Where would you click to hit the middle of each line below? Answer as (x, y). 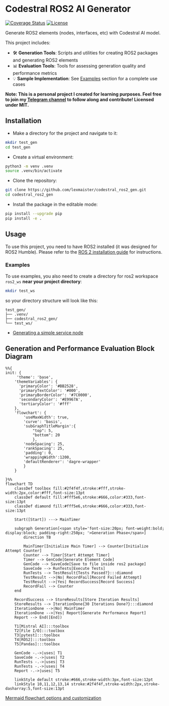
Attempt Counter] (24, 550)
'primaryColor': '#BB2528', (48, 386)
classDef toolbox (33, 488)
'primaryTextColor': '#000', (49, 390)
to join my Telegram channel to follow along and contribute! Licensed (80, 99)
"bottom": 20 (46, 435)
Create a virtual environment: (43, 157)
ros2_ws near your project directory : (44, 281)
